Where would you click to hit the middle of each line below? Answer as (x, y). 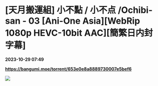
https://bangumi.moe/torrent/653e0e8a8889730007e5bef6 (68, 69)
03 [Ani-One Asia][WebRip (84, 21)
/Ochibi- (135, 10)
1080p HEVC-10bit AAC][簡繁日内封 (79, 33)
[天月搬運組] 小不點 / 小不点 (61, 10)
